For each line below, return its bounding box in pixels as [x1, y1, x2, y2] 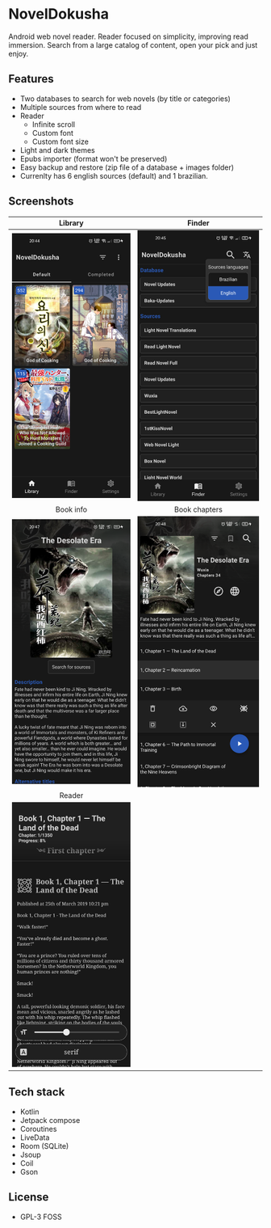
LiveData [19, 1133, 50, 1142]
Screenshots [8, 195, 74, 209]
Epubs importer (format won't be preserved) [19, 154, 168, 163]
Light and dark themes [19, 145, 95, 154]
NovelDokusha [8, 5, 109, 23]
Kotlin [19, 1107, 40, 1116]
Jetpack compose [19, 1115, 81, 1125]
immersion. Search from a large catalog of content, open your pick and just [8, 40, 258, 49]
